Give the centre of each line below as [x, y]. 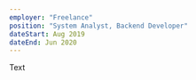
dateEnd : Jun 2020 [43, 42]
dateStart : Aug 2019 [47, 34]
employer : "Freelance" [51, 17]
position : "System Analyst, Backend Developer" [99, 26]
